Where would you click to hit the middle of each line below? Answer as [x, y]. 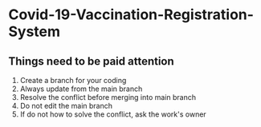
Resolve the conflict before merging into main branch [108, 97]
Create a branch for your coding [73, 80]
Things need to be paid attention [91, 61]
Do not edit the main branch [66, 106]
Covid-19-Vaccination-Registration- [131, 15]
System [35, 32]
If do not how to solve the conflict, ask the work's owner [113, 114]
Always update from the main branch [81, 89]
